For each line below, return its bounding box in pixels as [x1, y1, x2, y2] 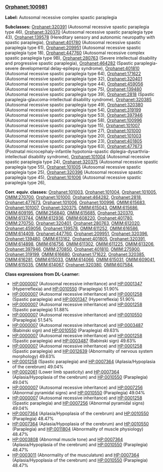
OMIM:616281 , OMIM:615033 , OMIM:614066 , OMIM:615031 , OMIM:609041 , [5, 257, 156, 262]
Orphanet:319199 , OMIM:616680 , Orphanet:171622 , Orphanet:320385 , [5, 252, 145, 257]
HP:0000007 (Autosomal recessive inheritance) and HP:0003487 [12, 322, 144, 328]
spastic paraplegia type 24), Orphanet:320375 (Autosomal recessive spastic [5, 159, 159, 165]
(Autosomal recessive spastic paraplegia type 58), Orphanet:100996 [5, 117, 142, 123]
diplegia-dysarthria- [109, 149, 150, 154]
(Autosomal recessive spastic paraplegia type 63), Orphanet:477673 [5, 143, 143, 150]
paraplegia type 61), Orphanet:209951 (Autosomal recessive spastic [5, 45, 141, 51]
